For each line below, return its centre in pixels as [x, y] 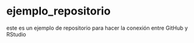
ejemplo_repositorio [59, 11]
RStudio [16, 34]
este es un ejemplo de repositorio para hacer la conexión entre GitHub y [97, 28]
